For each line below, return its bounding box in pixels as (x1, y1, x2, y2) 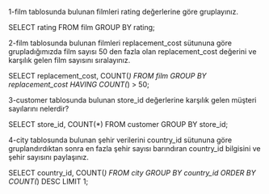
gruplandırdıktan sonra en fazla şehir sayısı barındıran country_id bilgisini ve (8, 144, 261, 153)
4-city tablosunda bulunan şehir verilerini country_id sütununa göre (8, 135, 233, 145)
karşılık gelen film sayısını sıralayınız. (8, 56, 131, 65)
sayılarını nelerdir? (8, 104, 69, 113)
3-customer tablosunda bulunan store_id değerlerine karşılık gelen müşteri (8, 95, 257, 104)
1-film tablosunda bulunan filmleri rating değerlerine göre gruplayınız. (8, 7, 238, 16)
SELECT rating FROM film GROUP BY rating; (8, 23, 155, 32)
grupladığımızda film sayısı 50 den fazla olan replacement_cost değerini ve (8, 47, 257, 56)
